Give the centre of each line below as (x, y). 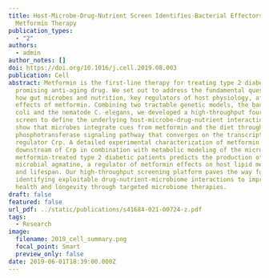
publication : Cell (39, 75)
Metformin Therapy (46, 23)
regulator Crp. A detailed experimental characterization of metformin (138, 142)
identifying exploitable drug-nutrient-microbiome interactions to (130, 180)
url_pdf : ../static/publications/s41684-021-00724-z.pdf (105, 209)
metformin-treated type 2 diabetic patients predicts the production (134, 157)
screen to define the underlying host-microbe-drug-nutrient (120, 120)
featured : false (35, 202)
